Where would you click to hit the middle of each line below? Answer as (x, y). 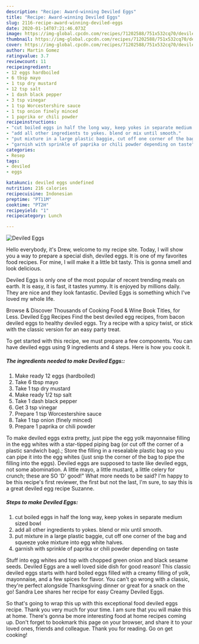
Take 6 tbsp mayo (36, 382)
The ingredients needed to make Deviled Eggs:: (66, 361)
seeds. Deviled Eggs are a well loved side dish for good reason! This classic (99, 567)
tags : (13, 161)
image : (14, 34)
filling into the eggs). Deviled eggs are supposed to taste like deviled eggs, (97, 463)
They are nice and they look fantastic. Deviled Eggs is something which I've (98, 293)
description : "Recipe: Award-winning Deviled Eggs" (71, 12)
